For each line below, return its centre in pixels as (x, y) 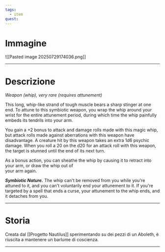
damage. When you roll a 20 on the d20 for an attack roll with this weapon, (81, 145)
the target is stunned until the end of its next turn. (55, 151)
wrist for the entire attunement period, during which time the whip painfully (81, 115)
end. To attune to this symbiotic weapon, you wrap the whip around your (79, 110)
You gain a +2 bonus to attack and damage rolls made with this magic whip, (82, 130)
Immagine (26, 43)
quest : (12, 19)
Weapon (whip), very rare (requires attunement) (54, 95)
